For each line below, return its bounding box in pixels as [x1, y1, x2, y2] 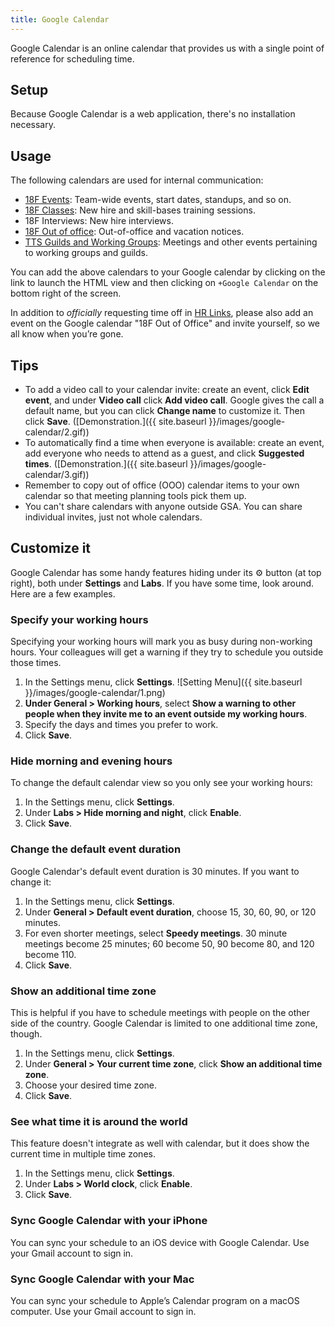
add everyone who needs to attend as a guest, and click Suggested [24, 447, 305, 460]
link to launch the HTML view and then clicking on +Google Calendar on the [10, 277, 319, 289]
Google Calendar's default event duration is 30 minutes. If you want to [10, 865, 300, 877]
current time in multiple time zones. [10, 1148, 156, 1160]
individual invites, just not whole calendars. [24, 511, 203, 523]
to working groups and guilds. [24, 247, 149, 259]
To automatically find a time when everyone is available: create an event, [24, 437, 325, 449]
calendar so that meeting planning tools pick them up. [24, 490, 247, 502]
